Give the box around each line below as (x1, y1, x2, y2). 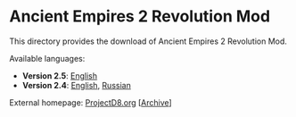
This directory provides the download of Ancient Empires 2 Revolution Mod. (9, 36, 288, 46)
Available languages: (9, 53, 86, 63)
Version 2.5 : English (21, 70, 98, 81)
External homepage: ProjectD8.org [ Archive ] (9, 96, 172, 108)
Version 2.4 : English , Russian (21, 79, 131, 90)
